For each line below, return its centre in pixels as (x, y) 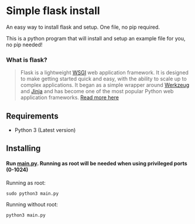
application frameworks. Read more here (69, 97)
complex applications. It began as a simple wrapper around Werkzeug (105, 85)
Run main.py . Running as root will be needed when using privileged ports (97, 164)
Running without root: (32, 204)
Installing (23, 149)
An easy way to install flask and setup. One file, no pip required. (83, 27)
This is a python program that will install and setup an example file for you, (96, 38)
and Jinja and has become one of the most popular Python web (97, 91)
